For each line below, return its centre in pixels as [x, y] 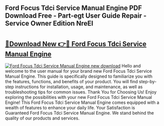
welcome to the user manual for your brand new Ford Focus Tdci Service [79, 71]
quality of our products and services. [42, 118]
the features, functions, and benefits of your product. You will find [71, 81]
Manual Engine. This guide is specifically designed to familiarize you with [79, 76]
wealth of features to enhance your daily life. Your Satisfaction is [70, 108]
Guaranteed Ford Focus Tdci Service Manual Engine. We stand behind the [80, 113]
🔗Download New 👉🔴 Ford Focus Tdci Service [76, 44]
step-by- [148, 81]
